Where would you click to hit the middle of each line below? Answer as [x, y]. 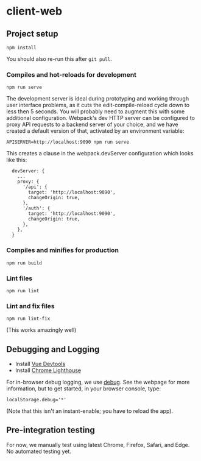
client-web [34, 11]
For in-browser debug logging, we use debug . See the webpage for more [98, 382]
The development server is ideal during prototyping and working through [98, 99]
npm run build [24, 263]
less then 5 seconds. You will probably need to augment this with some [96, 111]
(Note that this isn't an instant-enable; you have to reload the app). [90, 411]
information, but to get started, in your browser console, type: [84, 389]
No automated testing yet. [39, 451]
